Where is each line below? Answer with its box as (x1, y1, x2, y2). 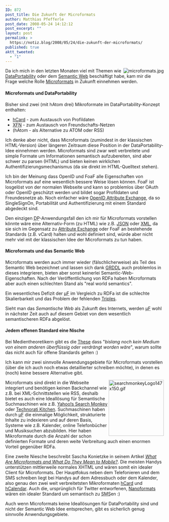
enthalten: (5, 107, 26, 113)
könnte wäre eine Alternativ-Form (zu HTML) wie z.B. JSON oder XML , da (5, 220, 158, 226)
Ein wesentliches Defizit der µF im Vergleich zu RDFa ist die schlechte (5, 290, 150, 296)
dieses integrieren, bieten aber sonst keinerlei (5, 270, 100, 276)
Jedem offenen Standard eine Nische (5, 327, 84, 333)
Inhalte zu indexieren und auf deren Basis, (5, 417, 93, 423)
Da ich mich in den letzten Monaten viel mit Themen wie (5, 68, 122, 74)
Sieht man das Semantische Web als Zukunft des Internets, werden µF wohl (5, 305, 162, 311)
